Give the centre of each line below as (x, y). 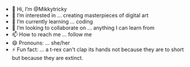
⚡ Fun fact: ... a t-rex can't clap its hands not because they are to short (98, 49)
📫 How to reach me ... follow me (52, 34)
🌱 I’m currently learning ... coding (52, 21)
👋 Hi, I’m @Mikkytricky (39, 9)
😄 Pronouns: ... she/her (41, 43)
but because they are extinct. (47, 58)
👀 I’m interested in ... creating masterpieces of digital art (80, 15)
